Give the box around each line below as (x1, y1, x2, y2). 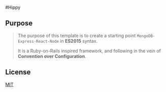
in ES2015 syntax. (60, 38, 98, 44)
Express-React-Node (17, 39, 59, 44)
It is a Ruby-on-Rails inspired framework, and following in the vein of (17, 48, 161, 54)
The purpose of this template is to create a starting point (17, 33, 136, 39)
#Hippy (5, 5, 21, 10)
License (5, 68, 31, 77)
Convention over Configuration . (17, 53, 86, 59)
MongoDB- (137, 33, 155, 39)
